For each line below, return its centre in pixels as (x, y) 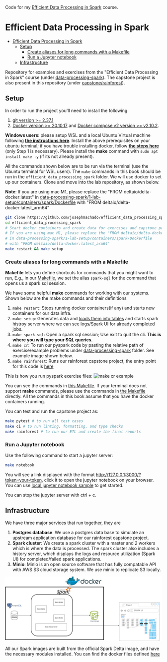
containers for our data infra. (42, 313)
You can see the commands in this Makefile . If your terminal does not (76, 386)
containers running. (25, 402)
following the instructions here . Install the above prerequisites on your (78, 140)
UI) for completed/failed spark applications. (57, 559)
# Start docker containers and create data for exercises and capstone (81, 228)
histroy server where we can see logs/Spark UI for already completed (83, 324)
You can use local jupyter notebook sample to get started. (64, 485)
